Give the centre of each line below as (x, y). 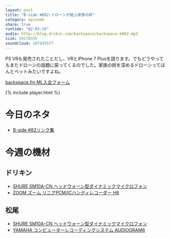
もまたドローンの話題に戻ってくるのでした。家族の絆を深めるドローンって (83, 65)
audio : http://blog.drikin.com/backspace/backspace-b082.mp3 (72, 34)
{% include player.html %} (33, 92)
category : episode (25, 19)
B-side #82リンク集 (33, 130)
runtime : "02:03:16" (27, 29)
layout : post (19, 10)
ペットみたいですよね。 (39, 71)
